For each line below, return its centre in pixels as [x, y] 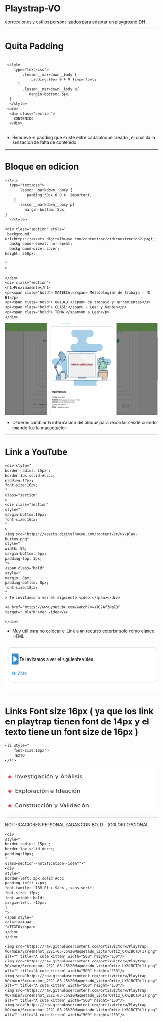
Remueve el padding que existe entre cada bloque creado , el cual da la [83, 137]
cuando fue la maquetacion [39, 428]
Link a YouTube [36, 452]
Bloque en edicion [42, 167]
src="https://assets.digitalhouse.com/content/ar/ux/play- [77, 534]
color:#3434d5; [20, 922]
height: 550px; [20, 253]
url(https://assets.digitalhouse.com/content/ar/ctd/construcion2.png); [80, 239]
